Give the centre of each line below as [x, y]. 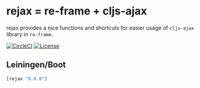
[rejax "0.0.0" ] [27, 79]
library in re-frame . [30, 34]
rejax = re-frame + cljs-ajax [77, 11]
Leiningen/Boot [36, 65]
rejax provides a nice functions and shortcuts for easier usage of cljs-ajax [100, 28]
